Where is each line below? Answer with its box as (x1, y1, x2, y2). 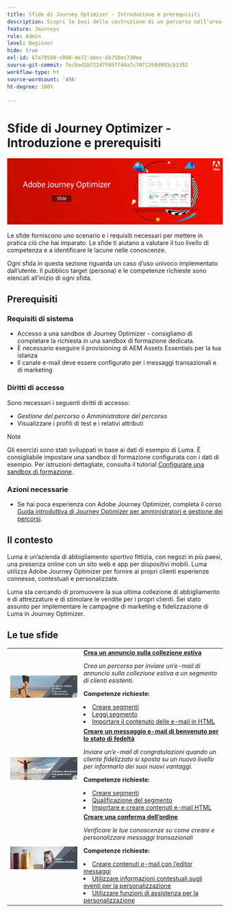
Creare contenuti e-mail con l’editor (92, 860, 193, 868)
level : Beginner (7, 40, 53, 47)
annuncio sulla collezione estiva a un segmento (83, 669, 218, 678)
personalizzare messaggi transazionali (83, 833, 194, 841)
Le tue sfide (7, 630, 59, 641)
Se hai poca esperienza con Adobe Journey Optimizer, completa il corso (16, 500, 222, 509)
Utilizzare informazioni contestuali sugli (92, 874, 203, 882)
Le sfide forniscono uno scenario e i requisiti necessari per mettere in (7, 231, 203, 240)
